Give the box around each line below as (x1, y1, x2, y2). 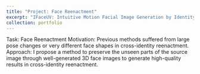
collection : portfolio (6, 20, 62, 25)
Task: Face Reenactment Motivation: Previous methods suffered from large (6, 36, 190, 43)
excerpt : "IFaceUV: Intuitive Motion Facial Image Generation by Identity (6, 14, 196, 20)
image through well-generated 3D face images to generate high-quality (6, 54, 182, 62)
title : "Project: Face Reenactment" (6, 8, 97, 15)
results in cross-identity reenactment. (6, 61, 98, 68)
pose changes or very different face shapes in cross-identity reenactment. (6, 42, 189, 49)
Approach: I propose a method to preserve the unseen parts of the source (6, 49, 187, 56)
